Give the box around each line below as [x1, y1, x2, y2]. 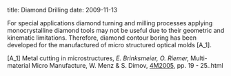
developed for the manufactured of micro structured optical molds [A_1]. [7, 41, 212, 49]
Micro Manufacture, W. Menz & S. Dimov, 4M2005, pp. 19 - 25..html [31, 62, 223, 69]
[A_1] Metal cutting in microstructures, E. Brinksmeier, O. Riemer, [7, 54, 190, 62]
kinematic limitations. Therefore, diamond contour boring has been [7, 34, 197, 42]
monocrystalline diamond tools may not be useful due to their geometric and [7, 27, 225, 34]
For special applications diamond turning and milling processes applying [7, 19, 213, 27]
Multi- [190, 54, 208, 62]
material [7, 62, 30, 69]
